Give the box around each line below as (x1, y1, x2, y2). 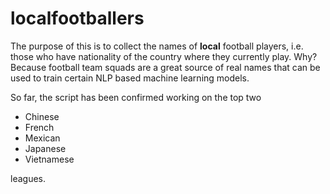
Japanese (24, 142, 67, 154)
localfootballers (10, 7, 145, 30)
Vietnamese (24, 153, 75, 165)
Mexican (24, 132, 61, 144)
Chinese (24, 110, 60, 122)
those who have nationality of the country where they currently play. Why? (10, 50, 318, 62)
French (24, 121, 55, 133)
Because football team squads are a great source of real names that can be (10, 61, 321, 73)
